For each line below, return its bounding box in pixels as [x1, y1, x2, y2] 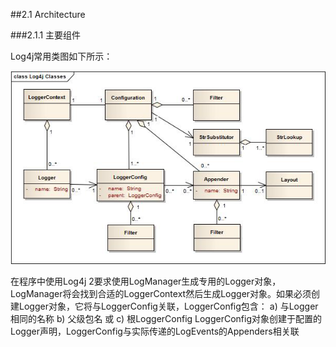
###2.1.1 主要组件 [10, 29, 82, 41]
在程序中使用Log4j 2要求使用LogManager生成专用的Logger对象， [10, 275, 282, 287]
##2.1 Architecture [10, 9, 86, 20]
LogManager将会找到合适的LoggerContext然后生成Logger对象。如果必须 [10, 287, 312, 299]
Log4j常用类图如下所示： [10, 50, 113, 62]
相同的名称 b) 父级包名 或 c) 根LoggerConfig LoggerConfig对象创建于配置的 [10, 312, 323, 324]
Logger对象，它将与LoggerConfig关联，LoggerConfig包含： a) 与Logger [18, 300, 319, 312]
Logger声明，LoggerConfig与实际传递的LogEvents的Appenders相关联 [10, 325, 300, 337]
